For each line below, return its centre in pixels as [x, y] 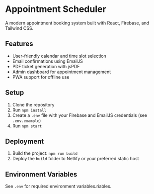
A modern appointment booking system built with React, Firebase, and [77, 23]
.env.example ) [27, 120]
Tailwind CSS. [19, 28]
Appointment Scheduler [56, 9]
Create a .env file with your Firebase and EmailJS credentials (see [80, 115]
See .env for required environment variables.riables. [58, 186]
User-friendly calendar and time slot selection [59, 56]
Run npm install [29, 110]
